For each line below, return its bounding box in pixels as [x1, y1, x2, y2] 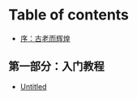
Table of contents [8, 6, 130, 24]
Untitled [19, 81, 47, 91]
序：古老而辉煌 [19, 33, 71, 43]
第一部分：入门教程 [8, 59, 105, 74]
